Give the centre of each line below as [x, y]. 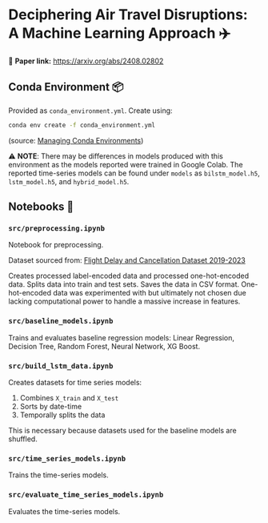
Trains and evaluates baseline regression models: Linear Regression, [121, 337]
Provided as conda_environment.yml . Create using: [91, 111]
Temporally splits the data [62, 415]
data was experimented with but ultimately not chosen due [150, 293]
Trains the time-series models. [59, 475]
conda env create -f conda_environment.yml [82, 125]
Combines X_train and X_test [69, 397]
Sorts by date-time [51, 406]
